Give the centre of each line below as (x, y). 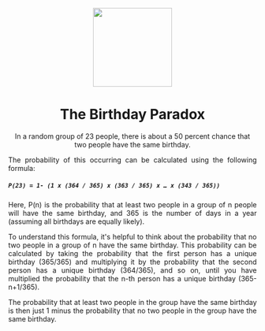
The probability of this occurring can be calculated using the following (132, 160)
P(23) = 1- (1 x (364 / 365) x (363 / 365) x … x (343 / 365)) (114, 185)
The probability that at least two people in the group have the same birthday (132, 302)
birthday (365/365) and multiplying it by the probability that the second (132, 262)
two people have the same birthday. (132, 144)
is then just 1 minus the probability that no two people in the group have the (132, 311)
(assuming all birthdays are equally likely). (77, 221)
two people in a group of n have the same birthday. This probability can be (132, 245)
